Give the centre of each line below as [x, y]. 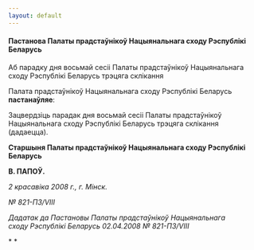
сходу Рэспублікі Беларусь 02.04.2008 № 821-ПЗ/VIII [99, 226]
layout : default [35, 16]
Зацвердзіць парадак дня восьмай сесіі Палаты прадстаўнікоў [115, 115]
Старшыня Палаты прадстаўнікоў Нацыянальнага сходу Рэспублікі [127, 147]
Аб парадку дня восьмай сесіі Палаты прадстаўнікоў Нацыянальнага [126, 67]
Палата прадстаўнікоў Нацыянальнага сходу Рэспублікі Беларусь [120, 91]
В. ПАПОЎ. [27, 171]
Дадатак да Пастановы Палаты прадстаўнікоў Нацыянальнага [117, 217]
